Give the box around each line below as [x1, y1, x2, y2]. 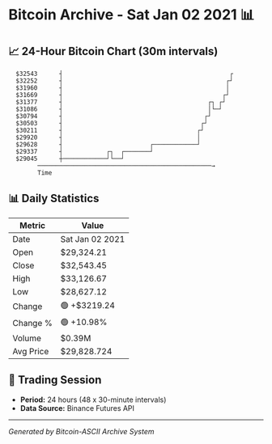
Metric [19, 219, 46, 230]
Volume [12, 332, 42, 344]
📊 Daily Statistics [8, 192, 100, 205]
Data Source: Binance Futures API [19, 403, 135, 412]
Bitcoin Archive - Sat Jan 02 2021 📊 [8, 6, 255, 24]
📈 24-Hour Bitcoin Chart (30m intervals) [8, 44, 219, 58]
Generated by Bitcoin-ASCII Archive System [8, 426, 155, 436]
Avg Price [12, 345, 49, 357]
